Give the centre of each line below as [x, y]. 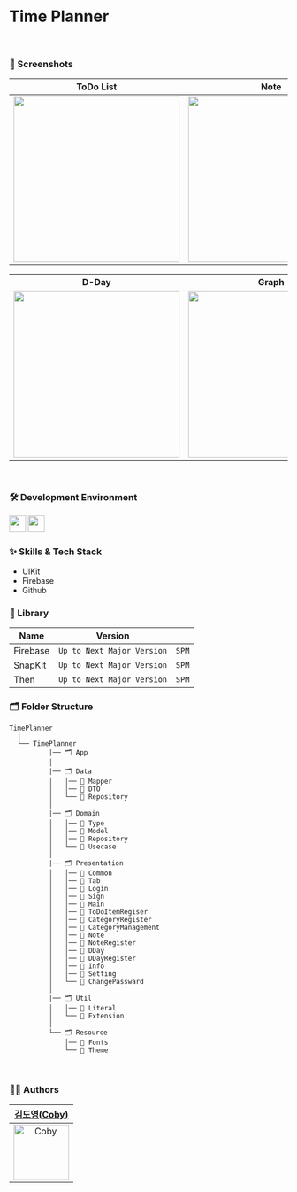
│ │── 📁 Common [80, 873]
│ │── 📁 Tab [74, 881]
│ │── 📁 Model [78, 832]
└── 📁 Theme [87, 1050]
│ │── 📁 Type [76, 824]
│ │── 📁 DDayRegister [92, 959]
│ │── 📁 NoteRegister [92, 943]
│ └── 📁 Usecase [82, 847]
